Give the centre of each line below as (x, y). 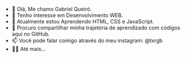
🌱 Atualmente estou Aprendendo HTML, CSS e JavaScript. (83, 21)
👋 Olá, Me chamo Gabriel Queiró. (52, 9)
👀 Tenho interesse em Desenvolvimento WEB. (67, 15)
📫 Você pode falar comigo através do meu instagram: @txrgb (87, 40)
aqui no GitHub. (31, 34)
